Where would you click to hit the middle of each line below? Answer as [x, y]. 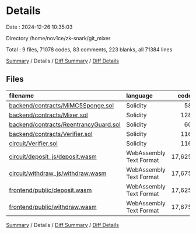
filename [22, 96]
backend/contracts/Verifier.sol [51, 134]
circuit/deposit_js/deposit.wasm [53, 156]
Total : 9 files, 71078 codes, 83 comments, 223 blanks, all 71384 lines [89, 49]
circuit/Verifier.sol [34, 143]
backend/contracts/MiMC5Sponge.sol [62, 105]
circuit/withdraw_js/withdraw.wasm [58, 173]
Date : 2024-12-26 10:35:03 [39, 27]
